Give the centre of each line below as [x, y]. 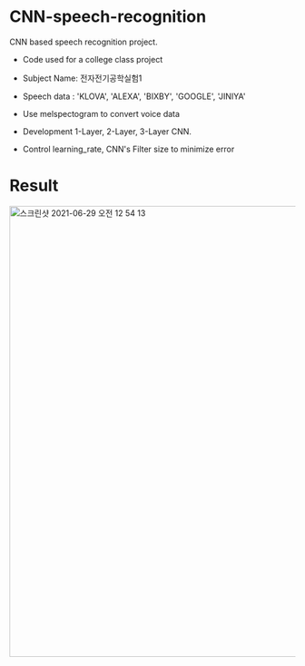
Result [34, 186]
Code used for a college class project [93, 59]
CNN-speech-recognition [108, 17]
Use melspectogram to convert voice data [101, 113]
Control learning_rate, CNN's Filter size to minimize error [128, 149]
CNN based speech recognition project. [84, 42]
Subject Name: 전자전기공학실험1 [82, 78]
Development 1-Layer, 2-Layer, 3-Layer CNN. [107, 131]
